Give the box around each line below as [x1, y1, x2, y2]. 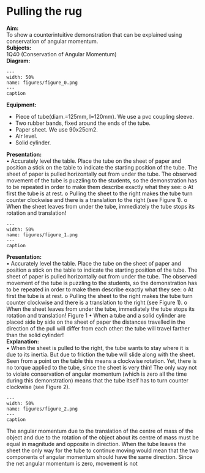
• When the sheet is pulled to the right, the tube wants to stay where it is [6, 344, 189, 351]
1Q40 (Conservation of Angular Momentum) [6, 50, 117, 58]
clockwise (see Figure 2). [6, 383, 70, 390]
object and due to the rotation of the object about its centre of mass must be [6, 433, 199, 441]
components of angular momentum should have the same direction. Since [6, 453, 193, 460]
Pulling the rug [6, 4, 83, 18]
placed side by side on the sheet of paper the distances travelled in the [6, 318, 185, 326]
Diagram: [6, 57, 31, 64]
